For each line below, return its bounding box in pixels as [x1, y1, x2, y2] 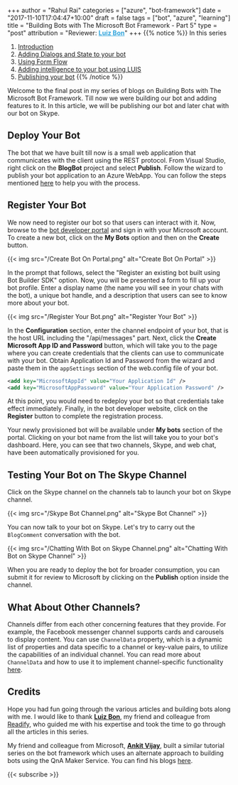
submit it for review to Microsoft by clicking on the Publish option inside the [7, 573, 229, 582]
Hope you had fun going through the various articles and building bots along [7, 705, 231, 713]
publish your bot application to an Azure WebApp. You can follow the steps [7, 170, 227, 180]
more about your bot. [7, 298, 70, 307]
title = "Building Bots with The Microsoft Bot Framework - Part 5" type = [7, 21, 218, 29]
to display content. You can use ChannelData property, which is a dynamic [7, 635, 222, 644]
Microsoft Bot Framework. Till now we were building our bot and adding [7, 94, 217, 102]
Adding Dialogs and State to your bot [17, 50, 126, 58]
